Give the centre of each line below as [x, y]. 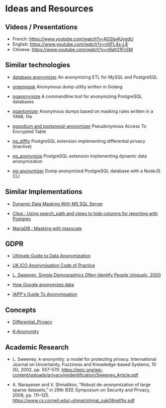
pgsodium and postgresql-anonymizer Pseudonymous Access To [79, 126]
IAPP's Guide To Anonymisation [45, 294]
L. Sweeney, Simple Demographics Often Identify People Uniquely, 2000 [86, 275]
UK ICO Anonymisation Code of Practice [54, 265]
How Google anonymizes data [43, 285]
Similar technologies [38, 65]
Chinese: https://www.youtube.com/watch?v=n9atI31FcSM [73, 49]
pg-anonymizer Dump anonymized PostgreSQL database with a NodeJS [86, 171]
